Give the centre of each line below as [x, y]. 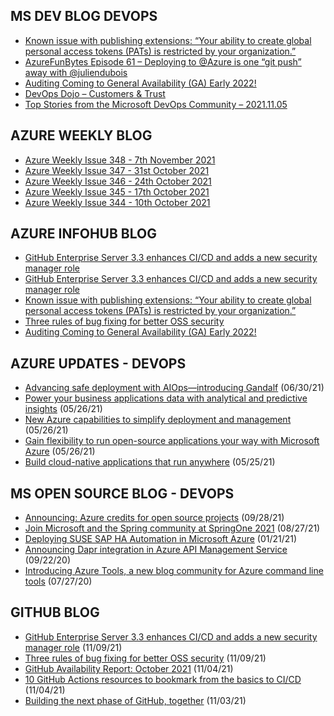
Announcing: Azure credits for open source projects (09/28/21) [154, 518]
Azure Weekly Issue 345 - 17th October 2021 [117, 191]
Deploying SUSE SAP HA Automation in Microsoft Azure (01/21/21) [161, 539]
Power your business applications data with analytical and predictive [166, 398]
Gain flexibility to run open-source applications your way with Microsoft [172, 441]
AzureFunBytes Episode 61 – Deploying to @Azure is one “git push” [163, 61]
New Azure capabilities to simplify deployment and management [158, 420]
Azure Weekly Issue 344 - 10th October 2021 [117, 202]
